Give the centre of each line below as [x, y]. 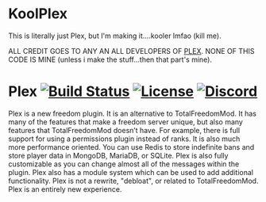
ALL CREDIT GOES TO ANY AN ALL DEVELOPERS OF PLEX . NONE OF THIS [131, 51]
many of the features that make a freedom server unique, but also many [126, 122]
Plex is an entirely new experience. [65, 189]
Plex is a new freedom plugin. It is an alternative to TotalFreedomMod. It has [132, 113]
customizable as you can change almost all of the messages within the [124, 164]
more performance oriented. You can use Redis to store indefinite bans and [131, 147]
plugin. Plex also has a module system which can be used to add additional [131, 172]
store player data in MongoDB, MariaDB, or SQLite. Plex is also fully [118, 155]
